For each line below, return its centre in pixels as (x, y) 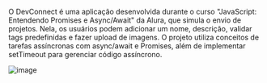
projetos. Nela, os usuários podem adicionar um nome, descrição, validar (130, 29)
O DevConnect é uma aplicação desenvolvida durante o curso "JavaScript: (133, 12)
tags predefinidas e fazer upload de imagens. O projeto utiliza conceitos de (134, 37)
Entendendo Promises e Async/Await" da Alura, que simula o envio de (125, 20)
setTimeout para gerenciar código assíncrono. (85, 54)
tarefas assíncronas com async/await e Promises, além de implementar (127, 46)
